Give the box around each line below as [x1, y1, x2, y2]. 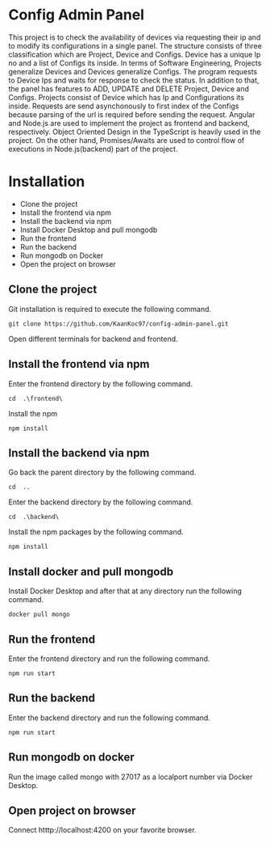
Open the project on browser [19, 259, 117, 268]
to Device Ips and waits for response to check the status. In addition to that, [8, 75, 260, 85]
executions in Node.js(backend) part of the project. [8, 144, 178, 154]
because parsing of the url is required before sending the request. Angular [8, 109, 255, 119]
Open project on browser [8, 803, 136, 817]
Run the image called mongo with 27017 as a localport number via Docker [8, 772, 253, 782]
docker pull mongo [8, 610, 70, 619]
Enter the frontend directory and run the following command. [8, 653, 210, 664]
